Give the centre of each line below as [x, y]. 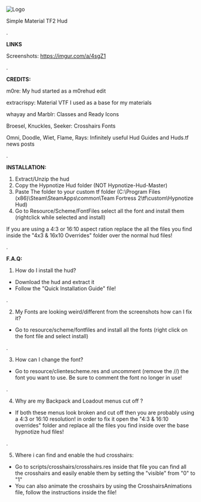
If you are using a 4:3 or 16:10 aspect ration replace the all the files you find [99, 229]
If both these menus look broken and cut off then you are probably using [105, 413]
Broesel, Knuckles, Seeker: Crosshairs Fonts [61, 126]
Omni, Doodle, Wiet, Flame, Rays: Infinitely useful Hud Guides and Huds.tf [97, 138]
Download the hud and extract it [55, 282]
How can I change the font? [49, 359]
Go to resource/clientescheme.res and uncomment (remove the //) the [102, 371]
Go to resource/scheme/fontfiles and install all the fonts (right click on [101, 330]
